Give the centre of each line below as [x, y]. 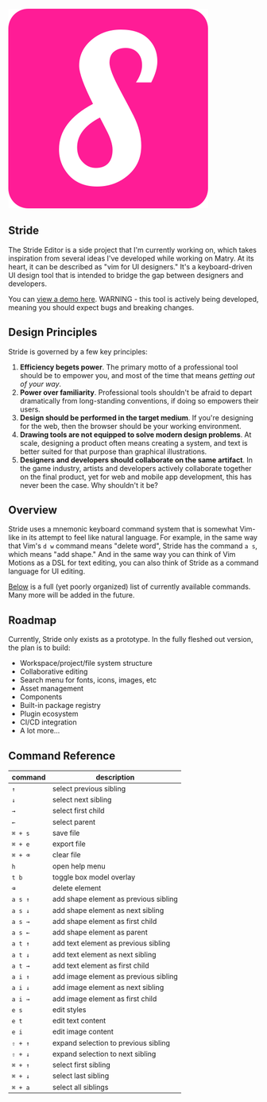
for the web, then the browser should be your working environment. [131, 426]
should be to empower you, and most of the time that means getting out [137, 375]
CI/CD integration [48, 722]
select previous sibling [89, 788]
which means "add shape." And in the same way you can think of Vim [122, 555]
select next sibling [82, 800]
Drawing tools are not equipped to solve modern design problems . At [135, 435]
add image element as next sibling [108, 988]
